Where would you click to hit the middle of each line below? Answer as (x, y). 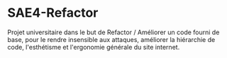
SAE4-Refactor (53, 13)
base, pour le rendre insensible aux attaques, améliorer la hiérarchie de (111, 39)
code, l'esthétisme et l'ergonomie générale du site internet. (94, 47)
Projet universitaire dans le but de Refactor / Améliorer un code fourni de (113, 32)
